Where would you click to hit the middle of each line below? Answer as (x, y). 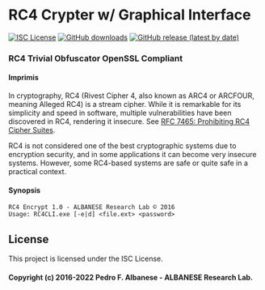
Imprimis (23, 78)
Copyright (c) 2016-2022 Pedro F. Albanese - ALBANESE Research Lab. (130, 277)
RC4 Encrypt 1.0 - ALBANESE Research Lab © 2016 (92, 207)
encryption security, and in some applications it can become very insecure (132, 155)
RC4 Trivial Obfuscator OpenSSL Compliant (96, 58)
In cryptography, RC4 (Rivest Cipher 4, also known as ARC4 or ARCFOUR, (131, 96)
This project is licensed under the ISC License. (86, 259)
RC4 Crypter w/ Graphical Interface (130, 15)
